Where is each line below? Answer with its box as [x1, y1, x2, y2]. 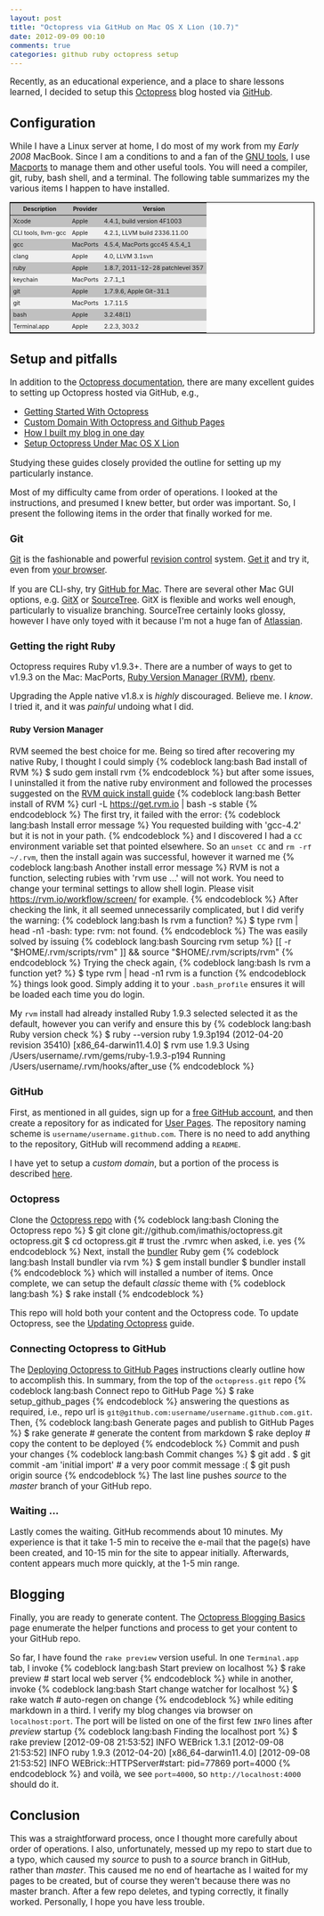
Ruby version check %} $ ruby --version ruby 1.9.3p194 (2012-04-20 [9, 1029, 284, 1041]
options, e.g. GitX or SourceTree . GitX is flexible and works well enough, [9, 593, 296, 606]
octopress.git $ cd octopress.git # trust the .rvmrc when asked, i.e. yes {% [9, 1235, 306, 1247]
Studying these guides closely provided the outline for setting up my [9, 457, 282, 469]
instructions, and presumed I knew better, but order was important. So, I [9, 497, 296, 509]
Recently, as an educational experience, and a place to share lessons [9, 76, 285, 88]
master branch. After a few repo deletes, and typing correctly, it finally [9, 1886, 289, 1897]
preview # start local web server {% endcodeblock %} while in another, [9, 1673, 294, 1685]
